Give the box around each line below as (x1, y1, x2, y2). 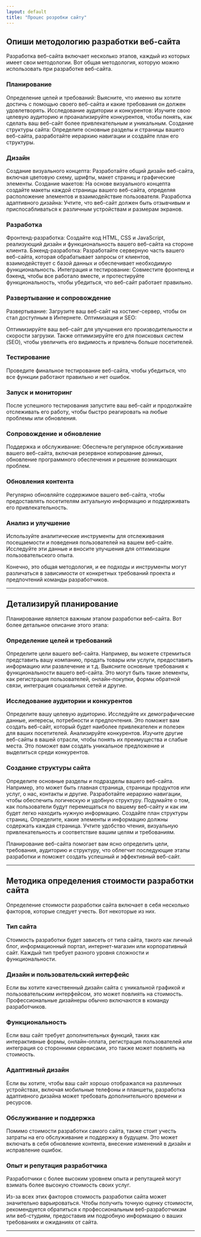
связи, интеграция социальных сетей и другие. (6, 682, 127, 689)
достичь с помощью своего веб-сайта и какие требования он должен (6, 100, 186, 107)
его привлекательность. (6, 504, 68, 511)
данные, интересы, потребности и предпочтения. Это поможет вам (6, 717, 179, 724)
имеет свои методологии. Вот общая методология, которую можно (6, 59, 179, 66)
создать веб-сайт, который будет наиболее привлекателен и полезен (6, 723, 185, 730)
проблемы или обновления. (6, 415, 78, 422)
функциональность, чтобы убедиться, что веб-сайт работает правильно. (6, 279, 193, 286)
